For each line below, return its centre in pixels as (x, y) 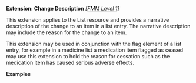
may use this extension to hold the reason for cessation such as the (88, 56)
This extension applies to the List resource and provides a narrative (88, 20)
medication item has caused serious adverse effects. (70, 62)
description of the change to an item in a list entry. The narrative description (98, 26)
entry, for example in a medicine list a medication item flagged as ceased (95, 50)
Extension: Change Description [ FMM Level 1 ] (63, 9)
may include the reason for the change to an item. (67, 32)
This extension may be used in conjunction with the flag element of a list (94, 44)
